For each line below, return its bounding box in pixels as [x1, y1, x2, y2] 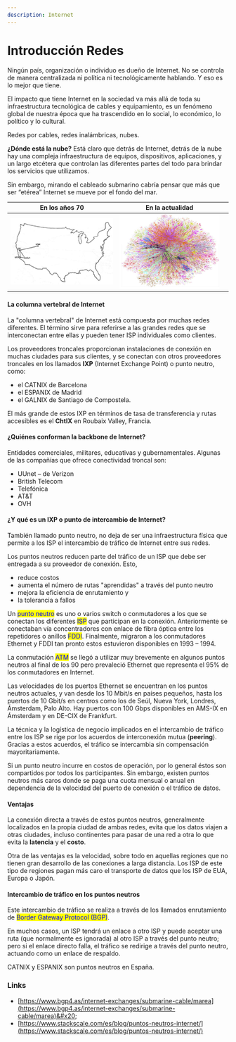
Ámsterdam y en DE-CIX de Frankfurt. [7, 711, 117, 720]
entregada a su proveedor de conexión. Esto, [7, 560, 138, 568]
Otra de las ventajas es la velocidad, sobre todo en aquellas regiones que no [7, 852, 228, 860]
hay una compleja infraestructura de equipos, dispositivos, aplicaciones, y [7, 151, 223, 160]
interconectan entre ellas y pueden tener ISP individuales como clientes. [7, 331, 216, 339]
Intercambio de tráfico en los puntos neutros [7, 890, 140, 898]
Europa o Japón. [7, 874, 55, 883]
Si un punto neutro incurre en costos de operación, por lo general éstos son [7, 761, 227, 770]
